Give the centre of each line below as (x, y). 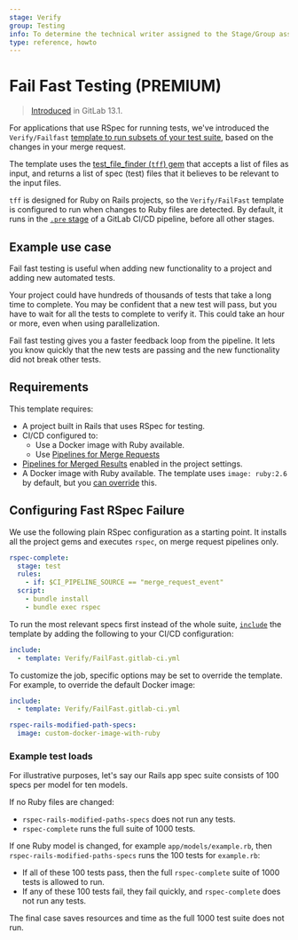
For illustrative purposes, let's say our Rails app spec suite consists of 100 (144, 776)
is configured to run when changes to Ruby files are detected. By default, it (146, 210)
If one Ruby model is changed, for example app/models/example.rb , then (141, 846)
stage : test (39, 566)
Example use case (61, 247)
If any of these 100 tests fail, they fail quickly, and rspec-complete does (151, 892)
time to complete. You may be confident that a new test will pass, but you (143, 304)
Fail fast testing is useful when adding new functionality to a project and (141, 268)
